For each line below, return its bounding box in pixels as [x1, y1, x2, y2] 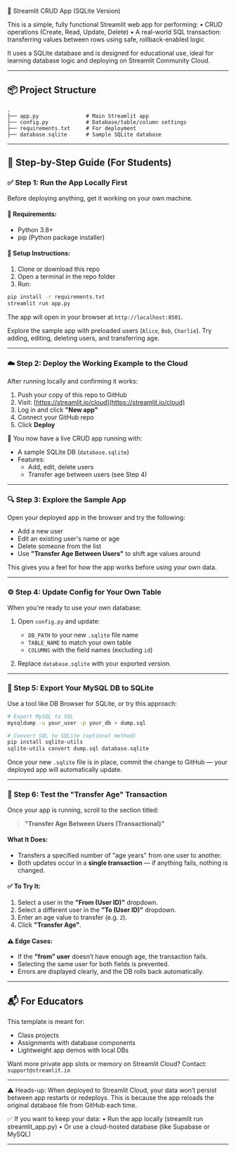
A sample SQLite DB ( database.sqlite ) [17, 448, 130, 456]
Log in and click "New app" [17, 405, 98, 414]
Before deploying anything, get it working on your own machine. [7, 194, 193, 202]
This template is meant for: [7, 1017, 85, 1025]
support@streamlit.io [7, 1067, 71, 1074]
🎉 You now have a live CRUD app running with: [7, 433, 143, 443]
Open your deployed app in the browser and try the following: [7, 514, 185, 522]
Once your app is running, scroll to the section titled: [7, 806, 159, 814]
